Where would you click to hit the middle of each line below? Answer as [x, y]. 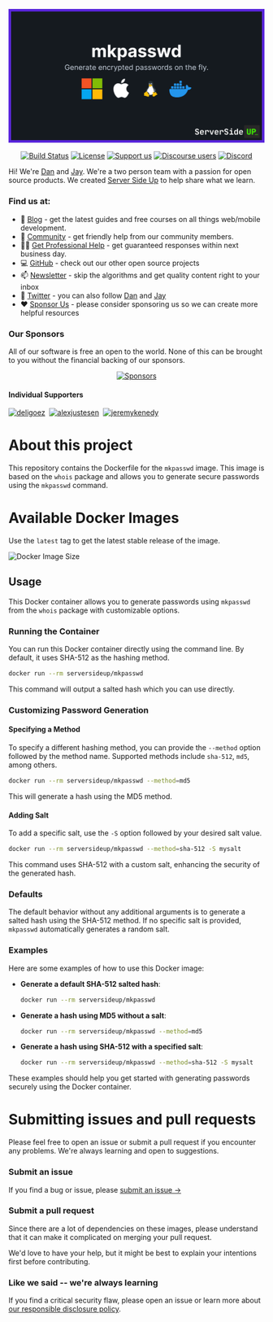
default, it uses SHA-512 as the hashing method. [89, 658]
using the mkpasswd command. [58, 486]
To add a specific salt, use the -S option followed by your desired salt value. [135, 833]
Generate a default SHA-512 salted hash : [90, 984]
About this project [71, 445]
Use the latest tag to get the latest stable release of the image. [115, 540]
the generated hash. [42, 873]
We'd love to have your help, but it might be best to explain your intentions [133, 1253]
